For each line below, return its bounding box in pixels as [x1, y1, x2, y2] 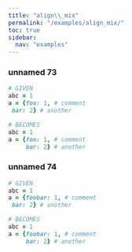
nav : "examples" [15, 41, 68, 49]
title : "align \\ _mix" [8, 11, 79, 20]
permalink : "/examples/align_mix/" [8, 19, 125, 27]
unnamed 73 [8, 67, 57, 78]
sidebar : [8, 33, 37, 42]
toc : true [8, 26, 41, 34]
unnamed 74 [8, 161, 57, 172]
